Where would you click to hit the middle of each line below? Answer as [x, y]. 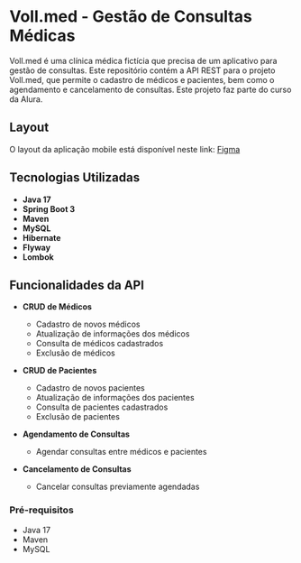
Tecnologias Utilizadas [75, 178]
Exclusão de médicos [75, 353]
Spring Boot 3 [49, 208]
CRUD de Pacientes [59, 371]
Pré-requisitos [41, 510]
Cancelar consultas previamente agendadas [118, 487]
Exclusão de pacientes [78, 417]
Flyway [36, 247]
